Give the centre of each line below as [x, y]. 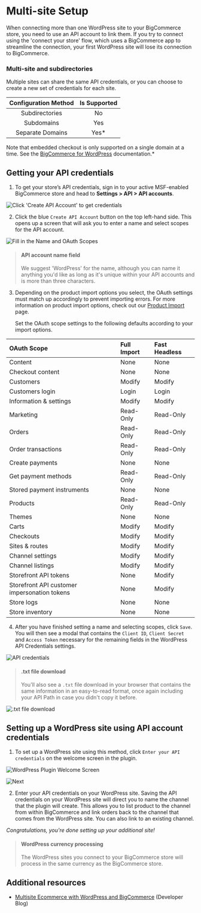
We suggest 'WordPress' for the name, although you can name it [100, 268]
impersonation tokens [40, 592]
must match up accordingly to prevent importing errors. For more [95, 299]
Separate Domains [42, 133]
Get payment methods [40, 477]
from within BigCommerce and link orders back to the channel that [97, 812]
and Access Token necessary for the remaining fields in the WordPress [101, 640]
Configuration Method [42, 103]
